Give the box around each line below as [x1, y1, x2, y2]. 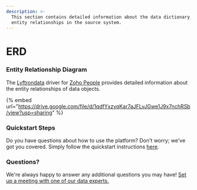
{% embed [6, 96, 32, 103]
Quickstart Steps [6, 124, 56, 132]
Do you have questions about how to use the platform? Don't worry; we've [6, 137, 186, 144]
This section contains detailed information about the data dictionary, [11, 14, 193, 20]
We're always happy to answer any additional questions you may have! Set [6, 171, 186, 178]
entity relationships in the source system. [11, 19, 122, 25]
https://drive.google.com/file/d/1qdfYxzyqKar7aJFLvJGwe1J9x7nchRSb [18, 103, 191, 110]
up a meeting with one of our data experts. [6, 177, 110, 185]
